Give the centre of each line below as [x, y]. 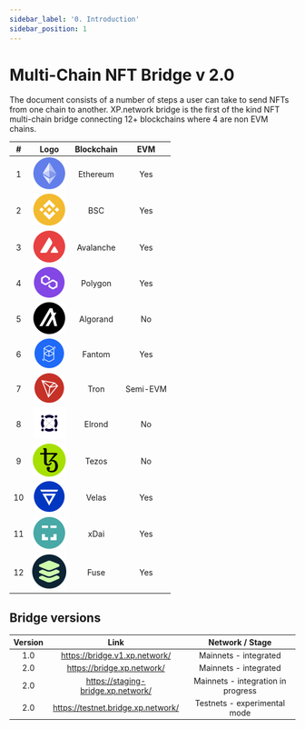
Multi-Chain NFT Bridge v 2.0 [122, 75]
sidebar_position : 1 [49, 29]
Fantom [96, 355]
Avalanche [96, 247]
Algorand [96, 319]
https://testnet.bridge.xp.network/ [116, 708]
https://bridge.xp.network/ [116, 668]
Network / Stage [240, 642]
